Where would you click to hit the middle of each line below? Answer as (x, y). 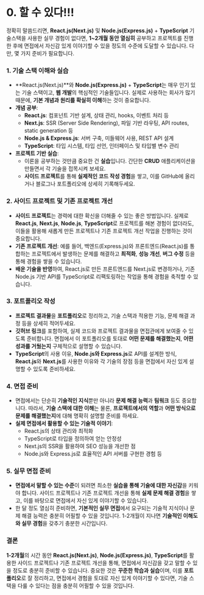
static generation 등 (49, 131)
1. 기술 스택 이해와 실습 (37, 71)
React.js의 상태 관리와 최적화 (58, 431)
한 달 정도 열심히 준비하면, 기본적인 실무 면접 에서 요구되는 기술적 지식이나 (102, 508)
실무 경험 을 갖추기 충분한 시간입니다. (64, 523)
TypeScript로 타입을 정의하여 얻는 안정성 (73, 439)
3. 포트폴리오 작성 (31, 301)
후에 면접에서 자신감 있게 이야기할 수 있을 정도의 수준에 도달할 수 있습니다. (100, 46)
